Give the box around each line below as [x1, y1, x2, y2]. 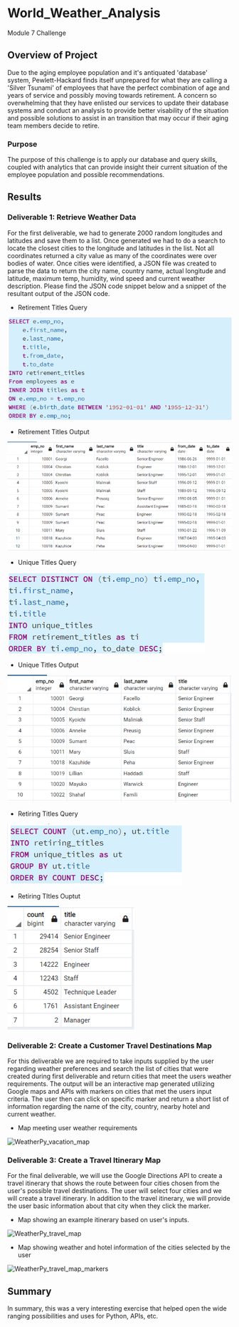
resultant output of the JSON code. [7, 289, 110, 297]
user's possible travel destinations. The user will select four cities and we [7, 1187, 222, 1195]
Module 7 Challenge [7, 29, 66, 37]
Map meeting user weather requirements [17, 1124, 137, 1132]
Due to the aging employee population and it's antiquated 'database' [7, 68, 208, 76]
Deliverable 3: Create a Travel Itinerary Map [7, 1155, 161, 1165]
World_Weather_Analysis [7, 5, 161, 21]
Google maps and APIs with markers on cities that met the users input [7, 1087, 212, 1095]
